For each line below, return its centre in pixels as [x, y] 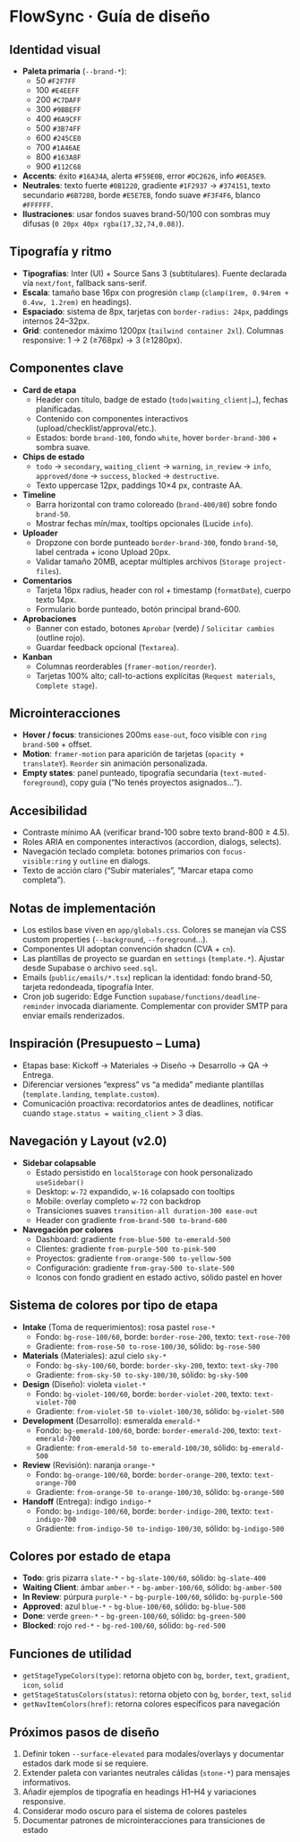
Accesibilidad [48, 810]
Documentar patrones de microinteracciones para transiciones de [144, 1820]
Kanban [37, 656]
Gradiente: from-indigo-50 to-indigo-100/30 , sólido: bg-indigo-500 [160, 1528]
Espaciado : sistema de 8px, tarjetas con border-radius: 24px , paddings [155, 311]
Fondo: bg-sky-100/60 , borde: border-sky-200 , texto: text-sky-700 [157, 1365]
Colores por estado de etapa [90, 1556]
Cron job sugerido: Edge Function [84, 996]
